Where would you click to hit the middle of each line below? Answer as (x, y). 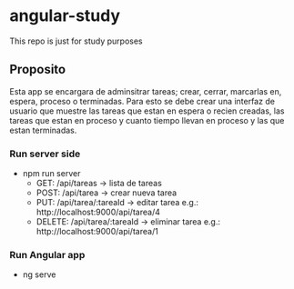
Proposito (38, 70)
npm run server (51, 174)
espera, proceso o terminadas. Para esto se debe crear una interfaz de (142, 101)
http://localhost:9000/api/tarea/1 (97, 232)
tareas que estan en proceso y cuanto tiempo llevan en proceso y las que (147, 120)
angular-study (65, 16)
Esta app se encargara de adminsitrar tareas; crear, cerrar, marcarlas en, (146, 91)
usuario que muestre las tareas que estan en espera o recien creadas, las (147, 111)
